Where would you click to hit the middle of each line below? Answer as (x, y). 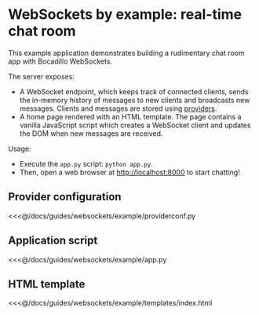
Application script (53, 241)
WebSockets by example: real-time (125, 15)
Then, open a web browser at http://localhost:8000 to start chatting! (130, 172)
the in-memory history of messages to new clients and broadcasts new (135, 100)
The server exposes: (41, 76)
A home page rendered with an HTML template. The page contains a (130, 116)
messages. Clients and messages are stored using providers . (118, 108)
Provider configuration (65, 197)
